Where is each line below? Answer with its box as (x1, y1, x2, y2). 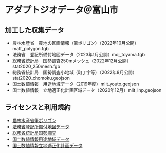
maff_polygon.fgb (12, 46, 49, 51)
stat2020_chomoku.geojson (12, 75, 70, 81)
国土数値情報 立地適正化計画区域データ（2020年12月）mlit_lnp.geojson (12, 87, 162, 93)
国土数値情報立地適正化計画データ (12, 142, 83, 148)
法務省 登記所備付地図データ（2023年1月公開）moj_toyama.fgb (12, 52, 145, 57)
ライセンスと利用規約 (5, 103, 71, 112)
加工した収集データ (5, 26, 64, 34)
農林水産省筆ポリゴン (12, 117, 56, 123)
